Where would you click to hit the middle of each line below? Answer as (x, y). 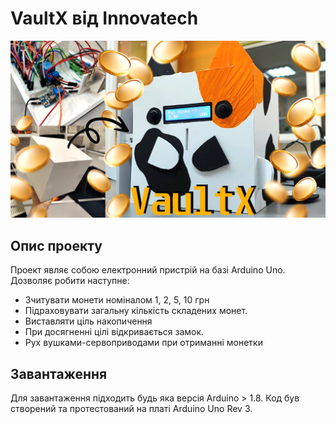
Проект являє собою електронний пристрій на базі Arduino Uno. (148, 270)
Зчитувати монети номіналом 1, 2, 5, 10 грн (117, 300)
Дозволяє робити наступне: (70, 281)
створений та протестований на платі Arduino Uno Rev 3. (131, 409)
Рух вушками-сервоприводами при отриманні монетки (143, 343)
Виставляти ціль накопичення (88, 321)
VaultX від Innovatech (104, 18)
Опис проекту (56, 245)
